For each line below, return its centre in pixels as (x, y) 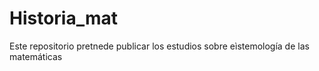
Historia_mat (64, 18)
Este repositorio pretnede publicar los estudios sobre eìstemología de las (159, 46)
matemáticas (36, 56)
